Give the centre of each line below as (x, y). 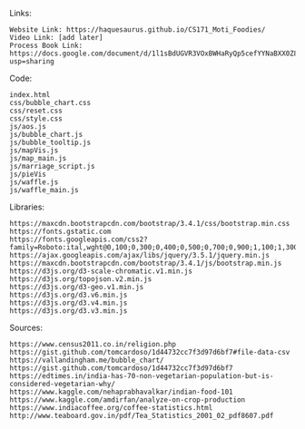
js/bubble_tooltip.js (50, 142)
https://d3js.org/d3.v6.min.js (69, 295)
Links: (20, 13)
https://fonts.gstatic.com (60, 231)
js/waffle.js (34, 182)
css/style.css (36, 119)
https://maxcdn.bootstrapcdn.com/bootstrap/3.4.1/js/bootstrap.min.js (146, 263)
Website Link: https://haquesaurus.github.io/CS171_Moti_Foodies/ (138, 30)
